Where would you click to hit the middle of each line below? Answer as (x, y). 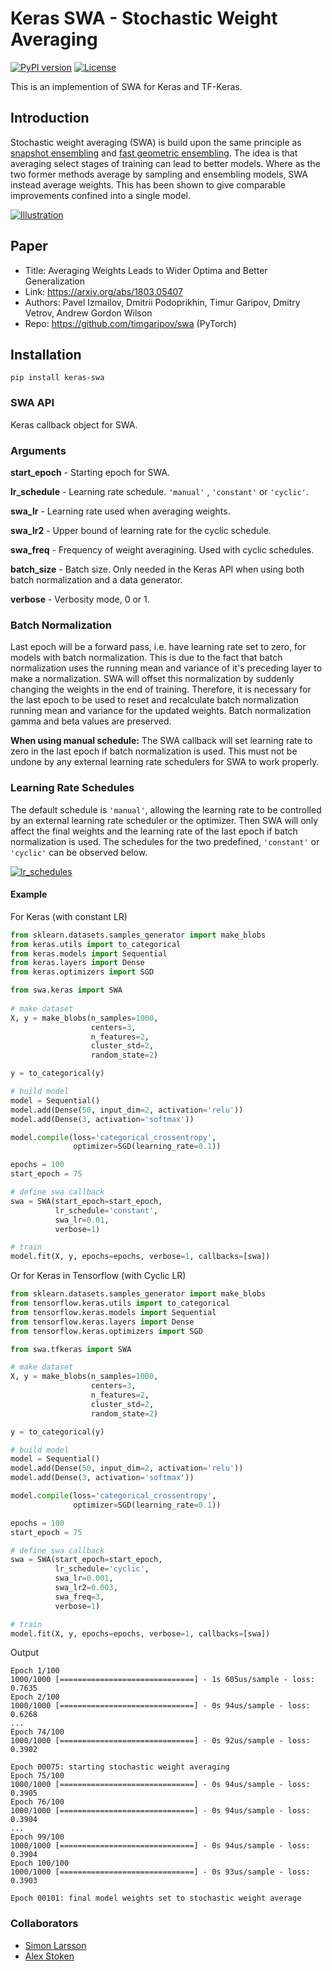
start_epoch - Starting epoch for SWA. (90, 472)
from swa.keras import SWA (66, 990)
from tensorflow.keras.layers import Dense (102, 1322)
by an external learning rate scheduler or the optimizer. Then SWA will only (164, 820)
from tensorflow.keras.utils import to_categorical (120, 1303)
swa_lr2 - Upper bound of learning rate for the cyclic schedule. (141, 530)
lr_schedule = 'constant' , (106, 1210)
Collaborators (44, 1924)
